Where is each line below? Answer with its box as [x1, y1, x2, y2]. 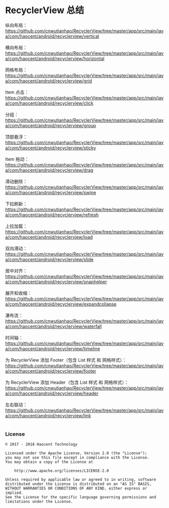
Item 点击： [5, 89, 29, 95]
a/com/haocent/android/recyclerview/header [5, 390, 99, 396]
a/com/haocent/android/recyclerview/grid [5, 77, 92, 83]
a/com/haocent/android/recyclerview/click [5, 100, 94, 106]
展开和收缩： [5, 290, 32, 296]
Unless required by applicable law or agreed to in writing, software [5, 477, 156, 482]
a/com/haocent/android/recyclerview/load [5, 234, 93, 240]
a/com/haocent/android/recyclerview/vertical [5, 33, 100, 39]
